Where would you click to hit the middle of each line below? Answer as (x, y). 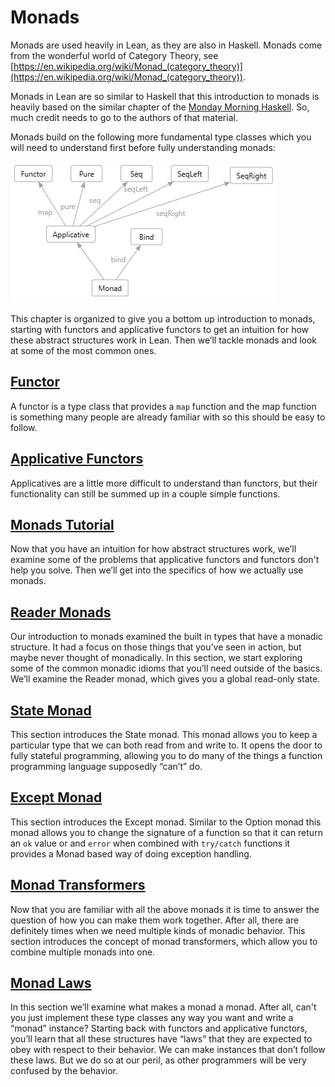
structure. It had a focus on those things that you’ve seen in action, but (156, 647)
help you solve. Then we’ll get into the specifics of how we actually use (157, 570)
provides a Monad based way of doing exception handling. (131, 853)
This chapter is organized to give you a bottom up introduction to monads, (163, 318)
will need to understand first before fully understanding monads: (143, 147)
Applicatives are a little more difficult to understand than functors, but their (164, 483)
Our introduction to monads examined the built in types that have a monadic (166, 637)
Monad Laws (51, 983)
